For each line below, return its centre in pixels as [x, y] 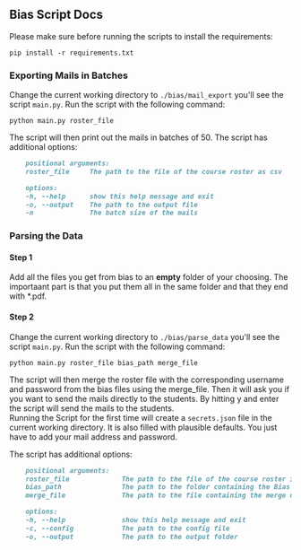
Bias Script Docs [56, 15]
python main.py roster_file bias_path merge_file [104, 362]
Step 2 [21, 317]
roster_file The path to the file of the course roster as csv [154, 171]
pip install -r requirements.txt [72, 53]
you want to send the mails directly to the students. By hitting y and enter [144, 398]
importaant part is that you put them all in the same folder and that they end [149, 287]
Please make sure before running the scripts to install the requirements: [141, 36]
